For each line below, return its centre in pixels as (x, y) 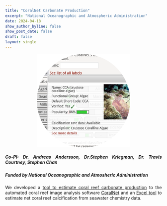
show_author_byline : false (33, 26)
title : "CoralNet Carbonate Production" (48, 10)
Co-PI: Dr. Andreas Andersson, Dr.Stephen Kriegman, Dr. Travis (83, 157)
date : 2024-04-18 (23, 21)
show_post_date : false (29, 32)
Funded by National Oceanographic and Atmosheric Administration (77, 175)
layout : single (21, 42)
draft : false (19, 37)
